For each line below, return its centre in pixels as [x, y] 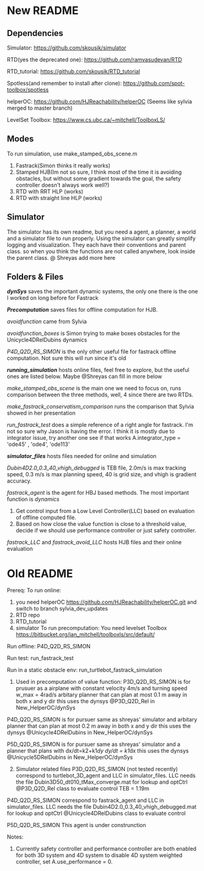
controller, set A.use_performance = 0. [64, 862]
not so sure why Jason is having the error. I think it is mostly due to [91, 431]
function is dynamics [33, 499]
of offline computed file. [46, 518]
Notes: [15, 837]
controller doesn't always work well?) [62, 185]
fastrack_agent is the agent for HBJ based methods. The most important [98, 493]
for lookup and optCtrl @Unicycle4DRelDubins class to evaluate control [97, 813]
